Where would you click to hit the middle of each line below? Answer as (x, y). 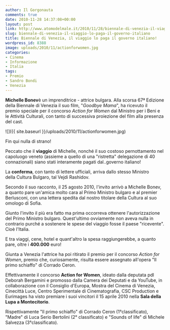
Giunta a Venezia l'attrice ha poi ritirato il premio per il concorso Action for (82, 254)
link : (11, 29)
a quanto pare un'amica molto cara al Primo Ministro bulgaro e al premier (81, 192)
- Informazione (21, 62)
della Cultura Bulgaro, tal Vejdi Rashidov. (48, 177)
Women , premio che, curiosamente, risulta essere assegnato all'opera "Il (81, 259)
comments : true (21, 15)
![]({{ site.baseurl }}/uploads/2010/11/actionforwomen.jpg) (66, 131)
